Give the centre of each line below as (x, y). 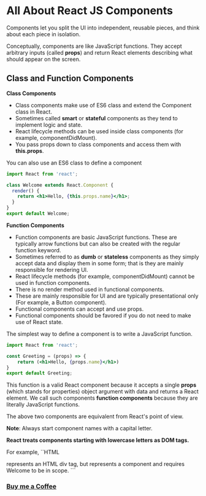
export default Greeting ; (39, 373)
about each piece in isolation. (44, 34)
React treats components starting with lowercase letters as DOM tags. (98, 440)
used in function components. (53, 282)
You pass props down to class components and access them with (98, 144)
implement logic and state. (49, 125)
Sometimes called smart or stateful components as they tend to (96, 118)
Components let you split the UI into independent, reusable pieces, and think (103, 28)
